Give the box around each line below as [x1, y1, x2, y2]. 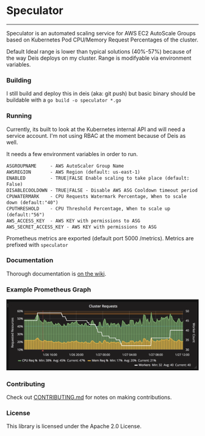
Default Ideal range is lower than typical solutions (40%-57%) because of [6, 48, 192, 55]
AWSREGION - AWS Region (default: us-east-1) [6, 169, 140, 175]
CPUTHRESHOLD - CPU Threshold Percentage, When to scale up [6, 205, 171, 212]
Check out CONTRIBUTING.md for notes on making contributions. [6, 393, 172, 401]
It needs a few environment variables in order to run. [6, 150, 138, 157]
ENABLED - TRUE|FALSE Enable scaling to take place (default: [6, 175, 190, 181]
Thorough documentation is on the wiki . [6, 270, 107, 277]
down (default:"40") [6, 199, 59, 205]
